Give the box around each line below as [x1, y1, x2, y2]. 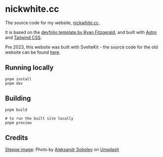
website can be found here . [5, 49, 61, 55]
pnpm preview [5, 120, 32, 125]
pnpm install [5, 76, 32, 82]
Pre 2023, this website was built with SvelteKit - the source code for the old [5, 44, 158, 50]
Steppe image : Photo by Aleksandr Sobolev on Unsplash [5, 147, 119, 153]
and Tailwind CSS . [5, 34, 42, 40]
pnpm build [5, 107, 27, 112]
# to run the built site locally [5, 116, 74, 121]
